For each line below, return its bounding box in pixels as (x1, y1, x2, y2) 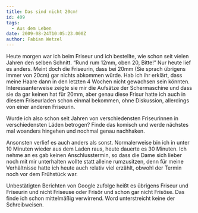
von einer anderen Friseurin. (6, 104, 76, 110)
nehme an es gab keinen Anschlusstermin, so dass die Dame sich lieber (6, 152, 183, 158)
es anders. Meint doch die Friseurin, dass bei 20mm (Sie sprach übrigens (6, 65, 186, 72)
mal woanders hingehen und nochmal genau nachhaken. (6, 127, 145, 134)
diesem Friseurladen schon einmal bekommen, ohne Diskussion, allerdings (6, 97, 189, 104)
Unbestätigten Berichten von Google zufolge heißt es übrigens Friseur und (6, 182, 188, 189)
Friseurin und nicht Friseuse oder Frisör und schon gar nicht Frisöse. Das (6, 189, 185, 195)
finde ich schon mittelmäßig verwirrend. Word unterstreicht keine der (6, 195, 175, 202)
